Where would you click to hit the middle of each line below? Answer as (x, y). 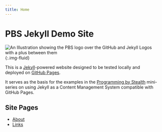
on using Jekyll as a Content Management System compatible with (86, 87)
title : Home (17, 10)
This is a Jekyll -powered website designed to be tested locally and (73, 67)
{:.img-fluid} (17, 58)
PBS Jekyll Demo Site (50, 33)
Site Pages (22, 107)
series (11, 87)
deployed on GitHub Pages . (33, 72)
